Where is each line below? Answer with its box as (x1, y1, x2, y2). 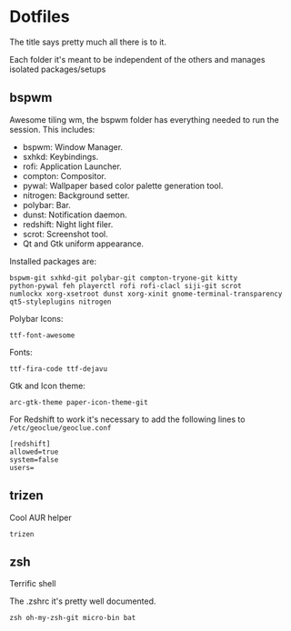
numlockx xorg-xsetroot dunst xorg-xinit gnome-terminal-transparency (9, 289, 283, 298)
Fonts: (9, 346, 34, 357)
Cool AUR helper (9, 512, 72, 523)
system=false (9, 455, 59, 465)
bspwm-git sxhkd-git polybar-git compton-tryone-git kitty (9, 273, 238, 283)
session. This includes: (9, 124, 95, 135)
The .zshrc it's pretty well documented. (9, 596, 156, 606)
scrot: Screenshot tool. (22, 228, 109, 239)
